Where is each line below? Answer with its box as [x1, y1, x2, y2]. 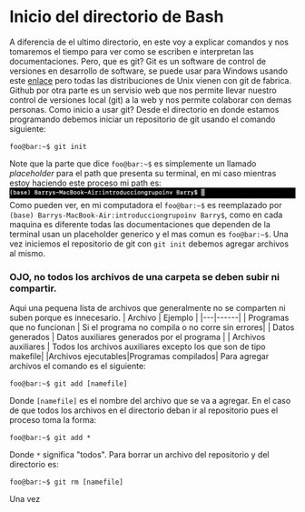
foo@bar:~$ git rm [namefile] [9, 477, 124, 487]
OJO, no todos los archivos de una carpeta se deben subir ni [9, 270, 280, 283]
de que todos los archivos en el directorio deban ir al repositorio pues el [9, 405, 279, 416]
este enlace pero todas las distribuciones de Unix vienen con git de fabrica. [9, 75, 292, 85]
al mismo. [9, 247, 45, 258]
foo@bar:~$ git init [9, 142, 88, 151]
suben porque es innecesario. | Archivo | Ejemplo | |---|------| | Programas [9, 312, 290, 323]
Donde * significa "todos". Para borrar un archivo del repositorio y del [9, 448, 270, 460]
